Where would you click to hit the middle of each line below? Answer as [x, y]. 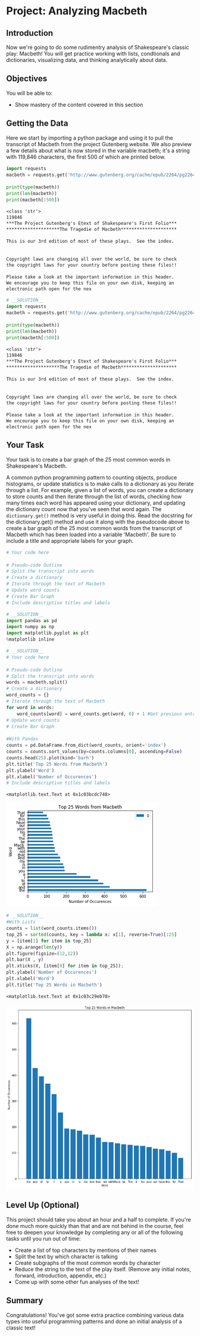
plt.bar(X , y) [25, 960]
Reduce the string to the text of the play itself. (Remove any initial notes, [103, 1269]
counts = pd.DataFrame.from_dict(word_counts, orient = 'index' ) [86, 746]
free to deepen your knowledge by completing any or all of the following [95, 1232]
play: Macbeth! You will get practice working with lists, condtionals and [93, 54]
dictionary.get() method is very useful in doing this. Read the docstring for [99, 515]
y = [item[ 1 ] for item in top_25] [49, 941]
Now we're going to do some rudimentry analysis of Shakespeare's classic [98, 47]
